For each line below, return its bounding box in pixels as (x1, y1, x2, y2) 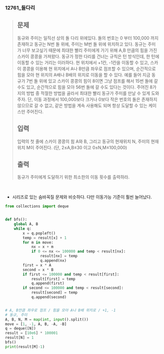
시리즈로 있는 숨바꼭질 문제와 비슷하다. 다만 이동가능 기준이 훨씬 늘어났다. (12, 194, 152, 200)
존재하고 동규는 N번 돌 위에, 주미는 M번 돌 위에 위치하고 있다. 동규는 (17, 41, 147, 47)
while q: (14, 226, 32, 231)
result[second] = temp (31, 290, 78, 295)
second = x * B (23, 267, 54, 272)
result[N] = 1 (5, 335, 34, 340)
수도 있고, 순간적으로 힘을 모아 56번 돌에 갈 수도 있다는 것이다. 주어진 (17, 84, 149, 90)
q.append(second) (31, 295, 67, 300)
